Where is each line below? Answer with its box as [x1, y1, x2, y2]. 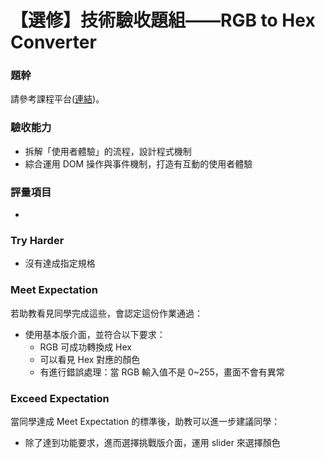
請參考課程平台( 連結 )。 [10, 93, 105, 105]
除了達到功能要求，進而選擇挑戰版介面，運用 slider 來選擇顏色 [24, 436, 281, 448]
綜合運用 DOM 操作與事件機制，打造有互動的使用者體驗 [24, 157, 253, 170]
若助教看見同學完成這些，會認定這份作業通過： [10, 307, 203, 319]
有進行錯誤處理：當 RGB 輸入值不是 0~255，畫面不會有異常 [39, 366, 285, 378]
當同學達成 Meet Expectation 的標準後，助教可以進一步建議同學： [10, 415, 281, 427]
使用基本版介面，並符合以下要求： [24, 328, 166, 340]
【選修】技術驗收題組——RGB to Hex [10, 9, 316, 32]
